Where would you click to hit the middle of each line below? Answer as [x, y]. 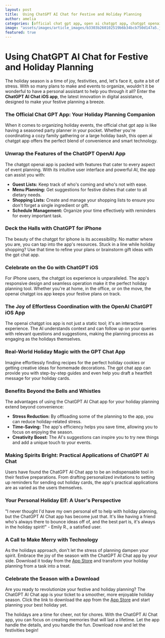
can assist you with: [25, 174]
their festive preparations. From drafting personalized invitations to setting [80, 477]
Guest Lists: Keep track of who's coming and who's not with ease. [80, 184]
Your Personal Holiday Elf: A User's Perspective [63, 500]
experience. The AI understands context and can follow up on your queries [81, 329]
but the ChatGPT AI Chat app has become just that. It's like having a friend [80, 516]
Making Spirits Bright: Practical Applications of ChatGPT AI [77, 455]
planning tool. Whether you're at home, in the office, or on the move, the [78, 289]
